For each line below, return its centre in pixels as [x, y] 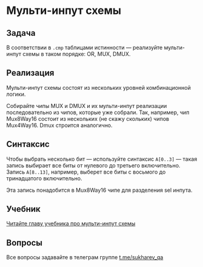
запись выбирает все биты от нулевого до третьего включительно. [93, 165]
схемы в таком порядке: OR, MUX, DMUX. [77, 54]
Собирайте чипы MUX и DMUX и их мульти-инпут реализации [87, 106]
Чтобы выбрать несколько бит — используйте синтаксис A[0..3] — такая [102, 159]
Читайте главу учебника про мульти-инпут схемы [71, 224]
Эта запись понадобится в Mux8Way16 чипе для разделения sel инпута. [99, 190]
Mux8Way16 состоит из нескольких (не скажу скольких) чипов [88, 118]
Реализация [30, 73]
